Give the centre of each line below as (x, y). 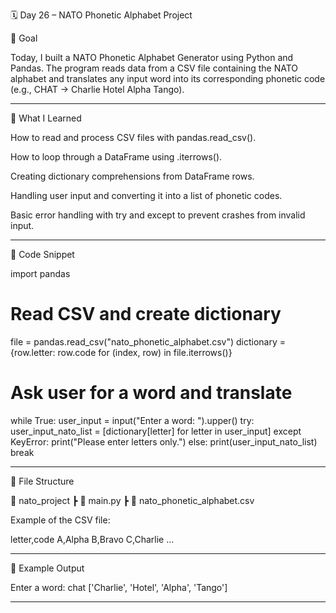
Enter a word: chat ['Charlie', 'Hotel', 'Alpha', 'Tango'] (119, 587)
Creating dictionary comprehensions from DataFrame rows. (132, 176)
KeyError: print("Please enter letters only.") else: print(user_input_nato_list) (164, 441)
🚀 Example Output (47, 568)
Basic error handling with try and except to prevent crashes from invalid (158, 215)
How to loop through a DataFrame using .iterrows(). (116, 157)
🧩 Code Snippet (42, 254)
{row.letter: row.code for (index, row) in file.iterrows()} (121, 352)
